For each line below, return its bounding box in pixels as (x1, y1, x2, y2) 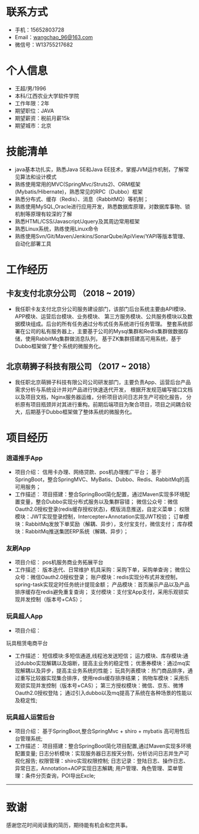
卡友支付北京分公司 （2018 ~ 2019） (6, 289, 140, 299)
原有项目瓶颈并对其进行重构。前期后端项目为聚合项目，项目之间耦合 (20, 400, 187, 407)
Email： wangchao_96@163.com (14, 33, 93, 40)
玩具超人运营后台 (6, 713, 55, 721)
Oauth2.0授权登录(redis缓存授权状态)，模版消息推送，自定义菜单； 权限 (14, 506, 190, 513)
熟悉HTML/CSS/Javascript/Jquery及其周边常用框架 (14, 217, 140, 225)
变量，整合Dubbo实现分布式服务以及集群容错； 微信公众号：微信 (20, 498, 178, 506)
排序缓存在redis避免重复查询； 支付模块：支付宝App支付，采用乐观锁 (14, 589, 184, 596)
